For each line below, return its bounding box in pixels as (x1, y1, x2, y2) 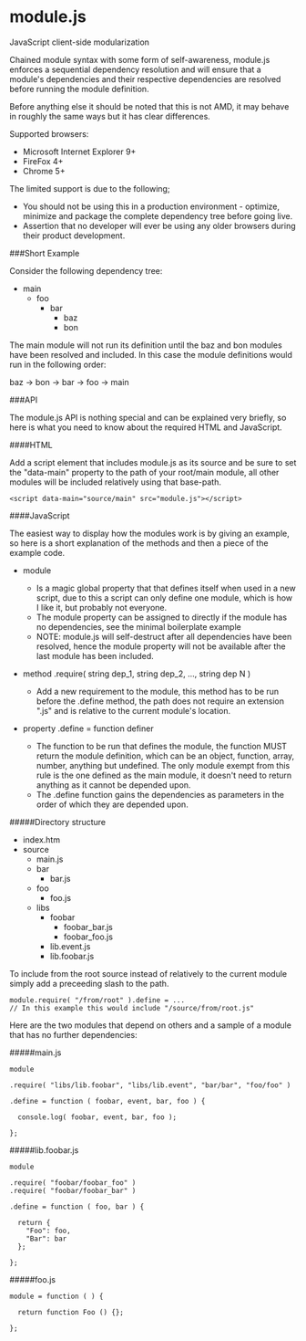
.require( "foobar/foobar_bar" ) (9, 1186, 137, 1195)
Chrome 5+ (22, 165, 66, 176)
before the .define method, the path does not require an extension (36, 696, 285, 707)
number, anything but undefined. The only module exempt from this (36, 760, 291, 770)
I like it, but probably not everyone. (36, 602, 168, 613)
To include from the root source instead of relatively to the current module (9, 968, 288, 979)
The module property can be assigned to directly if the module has (36, 612, 288, 623)
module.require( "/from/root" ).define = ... (9, 995, 185, 1005)
